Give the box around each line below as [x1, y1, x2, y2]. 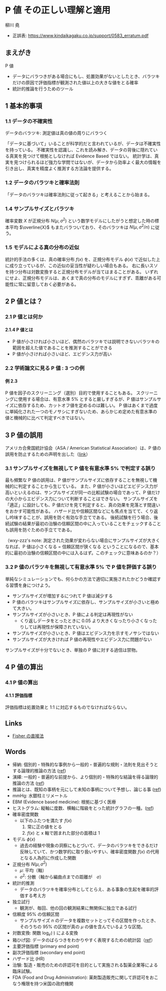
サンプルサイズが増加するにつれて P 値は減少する [12, 593, 113, 599]
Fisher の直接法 [12, 733, 44, 739]
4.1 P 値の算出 [5, 679, 38, 686]
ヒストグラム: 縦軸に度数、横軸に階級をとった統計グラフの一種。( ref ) [12, 805, 154, 811]
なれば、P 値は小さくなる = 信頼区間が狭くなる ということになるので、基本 [5, 544, 159, 550]
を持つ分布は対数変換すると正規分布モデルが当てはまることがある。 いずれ [5, 268, 159, 274]
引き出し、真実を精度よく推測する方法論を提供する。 [5, 165, 114, 172]
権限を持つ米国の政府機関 [21, 981, 73, 987]
